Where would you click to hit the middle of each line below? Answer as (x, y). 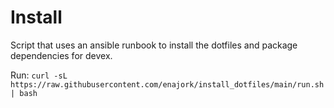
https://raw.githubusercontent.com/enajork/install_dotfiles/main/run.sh (167, 84)
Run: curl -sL (39, 75)
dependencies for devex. (61, 55)
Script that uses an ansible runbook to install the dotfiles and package (154, 45)
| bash (24, 93)
